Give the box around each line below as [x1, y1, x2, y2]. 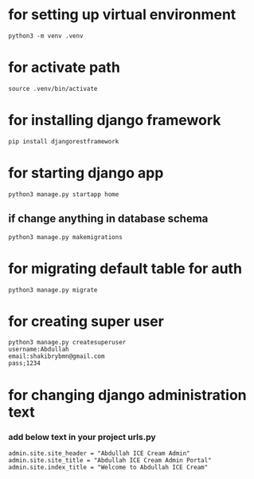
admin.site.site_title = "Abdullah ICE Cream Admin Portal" [8, 456, 213, 464]
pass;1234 [8, 359, 41, 367]
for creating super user [8, 312, 165, 330]
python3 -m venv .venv [8, 32, 84, 40]
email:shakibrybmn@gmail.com [8, 352, 105, 360]
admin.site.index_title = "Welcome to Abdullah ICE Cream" [8, 463, 209, 471]
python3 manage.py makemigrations [8, 233, 123, 241]
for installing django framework [8, 112, 221, 129]
